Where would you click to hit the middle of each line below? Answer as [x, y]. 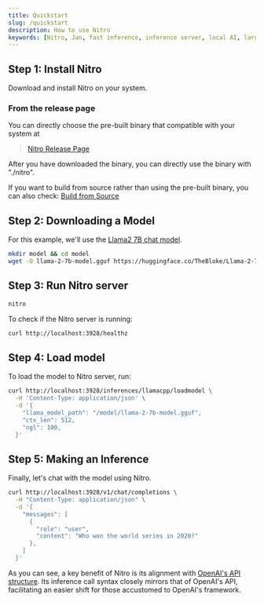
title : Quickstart [38, 15]
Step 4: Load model [57, 358]
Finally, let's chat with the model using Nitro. [80, 478]
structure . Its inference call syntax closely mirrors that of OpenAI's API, [123, 581]
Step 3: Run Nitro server [68, 286]
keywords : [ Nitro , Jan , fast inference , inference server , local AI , [125, 37]
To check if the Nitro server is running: [70, 319]
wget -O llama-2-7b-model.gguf [59, 261]
